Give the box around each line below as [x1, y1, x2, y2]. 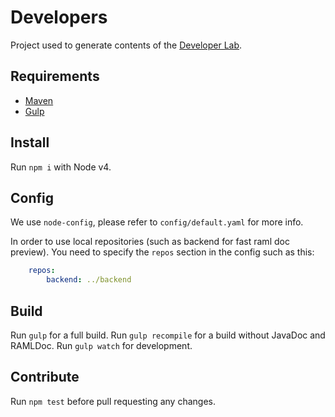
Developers [10, 6, 108, 29]
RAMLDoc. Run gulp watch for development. [10, 339, 193, 351]
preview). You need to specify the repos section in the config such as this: [10, 246, 315, 258]
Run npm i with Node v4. [10, 161, 112, 173]
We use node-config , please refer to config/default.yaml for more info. [10, 216, 304, 228]
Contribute [10, 369, 80, 386]
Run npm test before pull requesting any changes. [10, 395, 217, 407]
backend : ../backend [46, 275, 132, 285]
